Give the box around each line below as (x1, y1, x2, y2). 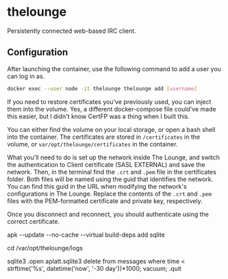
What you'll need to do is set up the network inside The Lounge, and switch (7, 153, 220, 161)
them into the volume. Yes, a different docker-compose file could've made (7, 105, 217, 113)
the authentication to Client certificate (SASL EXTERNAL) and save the (7, 160, 205, 168)
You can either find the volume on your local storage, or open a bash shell (7, 125, 216, 133)
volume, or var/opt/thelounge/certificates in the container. (7, 139, 178, 148)
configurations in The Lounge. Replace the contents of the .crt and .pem (7, 189, 212, 198)
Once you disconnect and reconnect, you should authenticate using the (7, 210, 209, 218)
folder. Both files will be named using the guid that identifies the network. (7, 175, 214, 183)
